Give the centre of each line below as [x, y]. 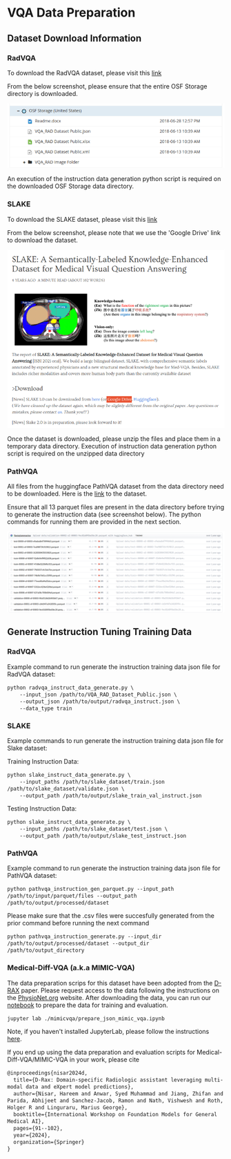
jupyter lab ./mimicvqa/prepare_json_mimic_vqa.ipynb [86, 1018]
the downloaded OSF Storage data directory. [71, 186]
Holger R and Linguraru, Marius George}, [68, 1107]
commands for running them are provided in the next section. [94, 522]
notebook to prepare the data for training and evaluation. [88, 1005]
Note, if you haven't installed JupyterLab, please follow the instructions [108, 1031]
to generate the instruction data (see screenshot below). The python [104, 514]
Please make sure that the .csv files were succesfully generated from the [111, 916]
